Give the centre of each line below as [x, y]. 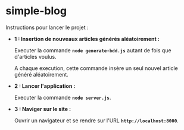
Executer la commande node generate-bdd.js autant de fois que [93, 50]
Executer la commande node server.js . [63, 97]
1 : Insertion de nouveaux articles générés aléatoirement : [87, 39]
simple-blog [36, 11]
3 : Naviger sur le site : [43, 109]
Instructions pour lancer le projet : [47, 27]
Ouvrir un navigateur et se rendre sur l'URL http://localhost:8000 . [96, 121]
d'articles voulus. [35, 56]
